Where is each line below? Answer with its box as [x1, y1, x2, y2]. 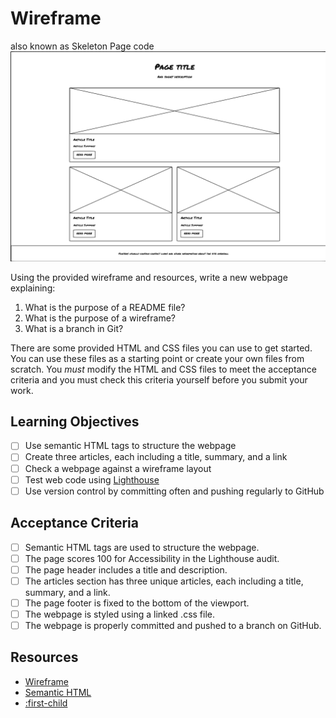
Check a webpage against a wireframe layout [24, 462, 212, 474]
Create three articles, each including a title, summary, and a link [24, 451, 288, 463]
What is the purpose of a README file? [24, 301, 186, 313]
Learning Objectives [10, 413, 140, 430]
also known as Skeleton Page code [10, 40, 155, 52]
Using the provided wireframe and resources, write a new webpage [10, 271, 288, 283]
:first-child [24, 697, 68, 709]
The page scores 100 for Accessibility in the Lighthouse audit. [24, 552, 280, 564]
